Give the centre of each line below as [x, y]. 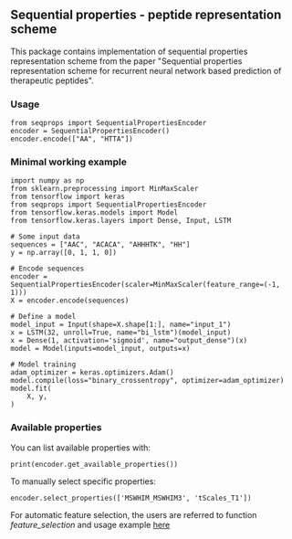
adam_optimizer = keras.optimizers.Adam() [92, 373]
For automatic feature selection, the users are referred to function [134, 514]
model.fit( [31, 389]
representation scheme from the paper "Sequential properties [126, 61]
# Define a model [43, 317]
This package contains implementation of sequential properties [129, 51]
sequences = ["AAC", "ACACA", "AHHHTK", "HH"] [100, 245]
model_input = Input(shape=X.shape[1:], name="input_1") [121, 325]
